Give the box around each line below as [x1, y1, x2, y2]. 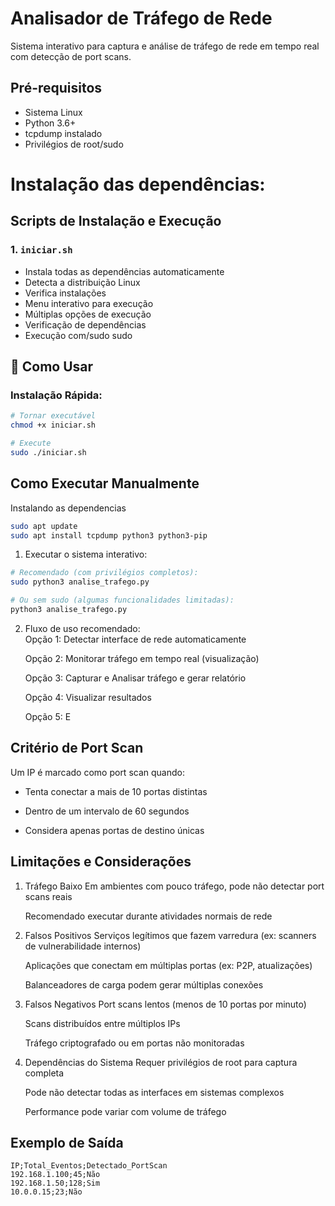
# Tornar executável [10, 411, 97, 421]
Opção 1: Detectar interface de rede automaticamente [24, 633, 247, 645]
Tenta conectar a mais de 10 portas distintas [24, 785, 208, 797]
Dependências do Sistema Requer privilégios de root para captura [24, 1056, 298, 1068]
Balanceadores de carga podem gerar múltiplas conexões [24, 978, 264, 991]
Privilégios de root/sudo [24, 138, 124, 150]
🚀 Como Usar [10, 358, 94, 376]
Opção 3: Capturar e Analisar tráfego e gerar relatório [24, 672, 247, 684]
